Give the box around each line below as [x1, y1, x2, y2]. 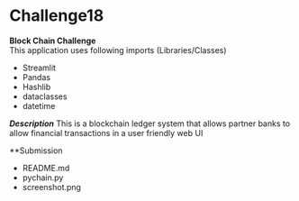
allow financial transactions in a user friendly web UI [9, 127, 204, 138]
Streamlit [22, 62, 57, 73]
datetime [22, 100, 56, 111]
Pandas [22, 71, 51, 82]
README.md [22, 162, 70, 173]
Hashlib [22, 81, 51, 92]
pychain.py [22, 172, 64, 183]
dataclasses [22, 91, 68, 102]
